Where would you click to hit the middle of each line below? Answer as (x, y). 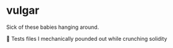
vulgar (23, 10)
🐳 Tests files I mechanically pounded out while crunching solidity (87, 38)
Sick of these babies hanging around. (53, 27)
